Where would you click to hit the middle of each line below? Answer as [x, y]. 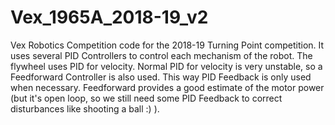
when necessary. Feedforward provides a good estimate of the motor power [167, 87]
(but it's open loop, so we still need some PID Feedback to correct [146, 98]
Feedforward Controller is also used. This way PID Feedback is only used [161, 77]
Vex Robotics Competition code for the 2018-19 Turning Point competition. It [167, 45]
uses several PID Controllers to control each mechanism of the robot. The [161, 55]
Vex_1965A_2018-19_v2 [109, 17]
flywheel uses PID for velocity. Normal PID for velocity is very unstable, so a [166, 66]
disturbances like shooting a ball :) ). [85, 108]
